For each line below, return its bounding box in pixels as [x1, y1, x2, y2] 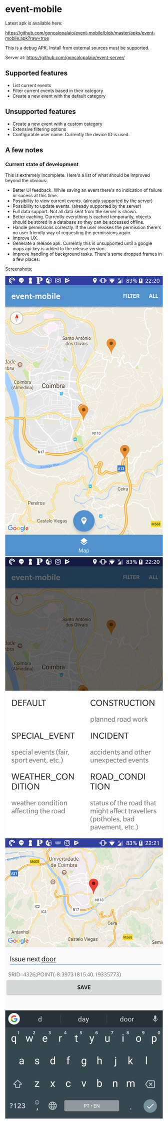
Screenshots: [5, 266, 32, 272]
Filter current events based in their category [12, 88, 103, 94]
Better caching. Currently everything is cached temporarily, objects [12, 214, 151, 220]
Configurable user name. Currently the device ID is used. [12, 131, 130, 137]
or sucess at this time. [12, 193, 58, 199]
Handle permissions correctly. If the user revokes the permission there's [12, 224, 161, 231]
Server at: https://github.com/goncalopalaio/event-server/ [5, 54, 125, 61]
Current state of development [5, 161, 79, 168]
